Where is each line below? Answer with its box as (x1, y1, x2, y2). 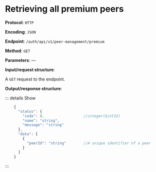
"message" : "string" (22, 123, 64, 128)
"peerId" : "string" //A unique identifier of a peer (26, 140, 151, 146)
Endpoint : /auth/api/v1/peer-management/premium (5, 38, 104, 44)
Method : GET (5, 48, 31, 54)
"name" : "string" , (22, 118, 60, 123)
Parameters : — (5, 57, 36, 63)
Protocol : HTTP (5, 19, 34, 25)
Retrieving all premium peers (5, 3, 124, 15)
